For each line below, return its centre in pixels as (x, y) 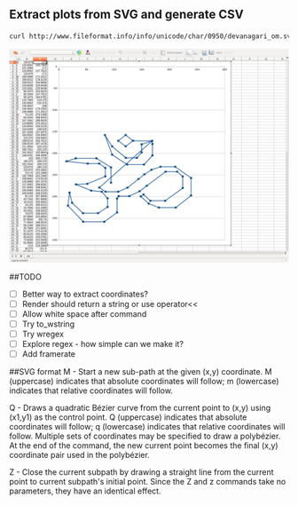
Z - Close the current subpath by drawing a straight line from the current (141, 472)
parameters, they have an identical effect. (85, 491)
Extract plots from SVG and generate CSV (126, 15)
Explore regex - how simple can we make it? (103, 343)
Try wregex (43, 334)
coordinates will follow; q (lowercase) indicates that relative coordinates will (147, 426)
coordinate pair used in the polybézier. (80, 455)
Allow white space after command (84, 313)
